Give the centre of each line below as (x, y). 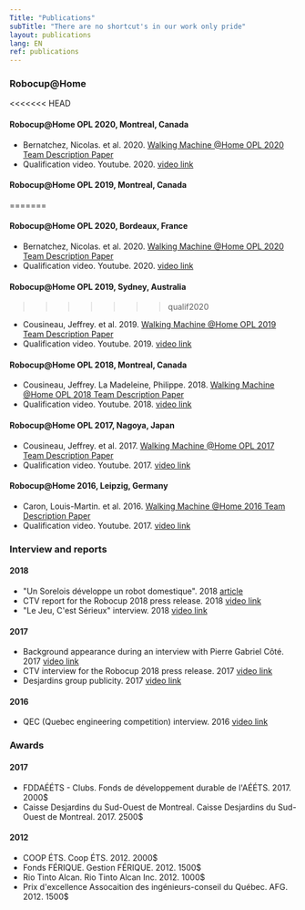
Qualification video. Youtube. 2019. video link (107, 344)
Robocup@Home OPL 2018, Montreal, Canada (98, 365)
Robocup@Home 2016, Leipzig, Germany (89, 486)
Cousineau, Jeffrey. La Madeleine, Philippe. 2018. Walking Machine (148, 385)
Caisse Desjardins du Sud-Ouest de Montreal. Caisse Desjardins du (149, 807)
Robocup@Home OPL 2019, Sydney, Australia (98, 286)
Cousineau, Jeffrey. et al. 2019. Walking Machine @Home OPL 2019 (149, 325)
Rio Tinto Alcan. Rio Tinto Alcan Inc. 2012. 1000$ (114, 877)
